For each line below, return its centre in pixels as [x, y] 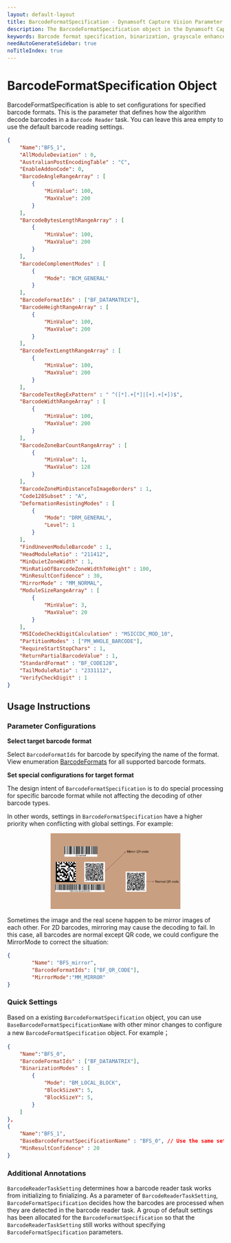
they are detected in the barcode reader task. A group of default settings [110, 1210]
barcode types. [29, 803]
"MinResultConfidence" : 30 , [61, 576]
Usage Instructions [49, 706]
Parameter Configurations [52, 726]
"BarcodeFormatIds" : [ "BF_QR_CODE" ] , [86, 970]
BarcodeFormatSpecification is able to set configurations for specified [107, 105]
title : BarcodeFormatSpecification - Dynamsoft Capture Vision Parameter [115, 22]
